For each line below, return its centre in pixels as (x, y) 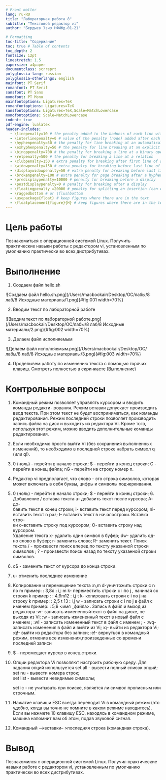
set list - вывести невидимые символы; (54, 678)
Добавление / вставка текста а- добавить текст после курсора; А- (83, 499)
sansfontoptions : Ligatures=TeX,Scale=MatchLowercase (62, 111)
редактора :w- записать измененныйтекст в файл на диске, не (79, 612)
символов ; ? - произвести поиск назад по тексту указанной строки (84, 551)
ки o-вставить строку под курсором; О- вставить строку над (77, 525)
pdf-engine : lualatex (28, 124)
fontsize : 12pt (21, 55)
